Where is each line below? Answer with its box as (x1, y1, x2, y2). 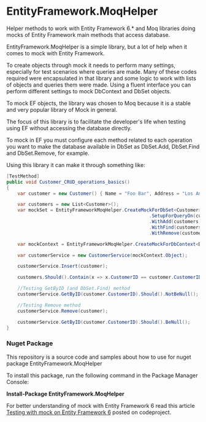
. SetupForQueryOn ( (149, 213, 196, 219)
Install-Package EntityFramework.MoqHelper (6, 390, 124, 397)
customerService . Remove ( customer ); (17, 308, 109, 314)
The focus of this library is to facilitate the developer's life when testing (6, 118, 186, 125)
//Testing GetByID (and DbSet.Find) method (17, 286, 131, 292)
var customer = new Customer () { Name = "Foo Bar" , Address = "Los (17, 190, 193, 197)
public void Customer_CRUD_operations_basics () (6, 179, 131, 185)
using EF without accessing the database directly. (6, 124, 132, 131)
